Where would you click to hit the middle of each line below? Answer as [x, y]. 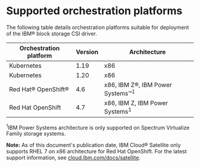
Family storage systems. [36, 134]
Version [87, 52]
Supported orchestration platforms [94, 11]
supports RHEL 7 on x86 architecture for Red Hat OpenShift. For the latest [97, 152]
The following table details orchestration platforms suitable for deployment [98, 27]
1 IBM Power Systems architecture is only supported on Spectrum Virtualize [98, 127]
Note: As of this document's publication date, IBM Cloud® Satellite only [93, 145]
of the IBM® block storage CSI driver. [51, 33]
